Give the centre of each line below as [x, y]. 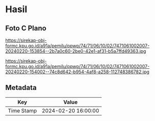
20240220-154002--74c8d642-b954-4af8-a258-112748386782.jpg [77, 72]
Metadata [21, 88]
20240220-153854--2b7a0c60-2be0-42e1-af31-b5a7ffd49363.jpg [76, 51]
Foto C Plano [26, 28]
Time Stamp [23, 110]
